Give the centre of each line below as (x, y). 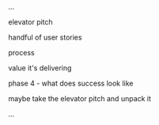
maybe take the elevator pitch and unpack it (80, 98)
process (21, 53)
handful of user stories (45, 37)
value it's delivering (40, 68)
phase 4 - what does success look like (71, 83)
